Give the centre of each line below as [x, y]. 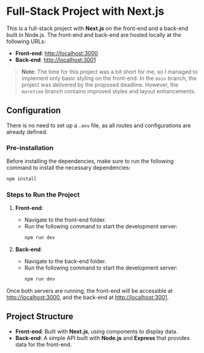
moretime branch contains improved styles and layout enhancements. [108, 91]
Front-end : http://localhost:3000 [56, 53]
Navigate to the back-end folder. [65, 262]
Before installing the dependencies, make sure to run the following [90, 161]
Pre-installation [30, 147]
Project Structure [40, 316]
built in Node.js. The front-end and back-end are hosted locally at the [94, 34]
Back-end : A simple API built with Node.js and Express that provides [102, 338]
